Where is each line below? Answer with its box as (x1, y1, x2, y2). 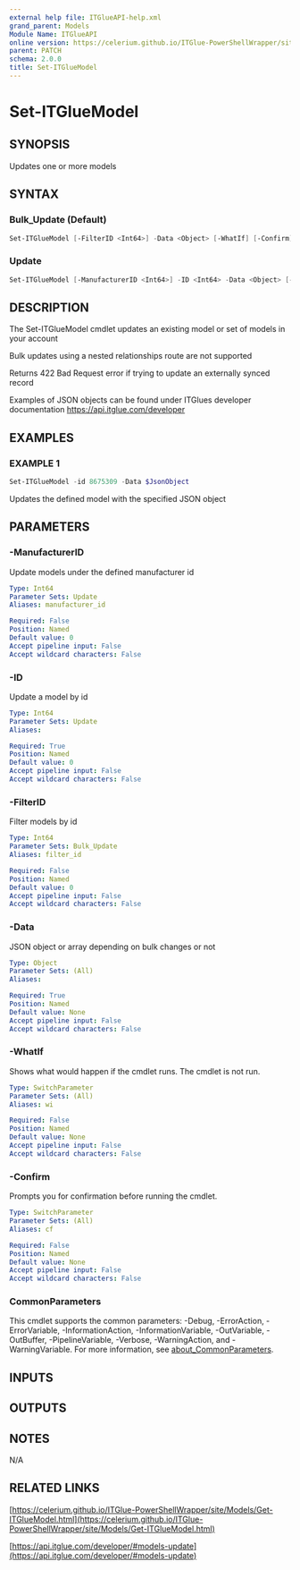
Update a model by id (9, 691, 88, 702)
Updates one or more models (9, 160, 117, 171)
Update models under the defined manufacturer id (9, 566, 195, 577)
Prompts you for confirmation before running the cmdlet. (9, 1191, 218, 1201)
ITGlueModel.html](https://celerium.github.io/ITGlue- (9, 1514, 204, 1524)
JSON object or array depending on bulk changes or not (9, 941, 216, 952)
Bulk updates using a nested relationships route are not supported (9, 351, 253, 361)
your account (9, 333, 58, 344)
